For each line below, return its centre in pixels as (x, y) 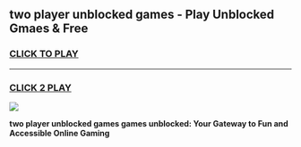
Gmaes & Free (49, 29)
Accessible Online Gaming (60, 133)
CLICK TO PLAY (44, 54)
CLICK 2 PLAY (40, 87)
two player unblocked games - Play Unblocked (142, 15)
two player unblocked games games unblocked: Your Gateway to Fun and (149, 123)
